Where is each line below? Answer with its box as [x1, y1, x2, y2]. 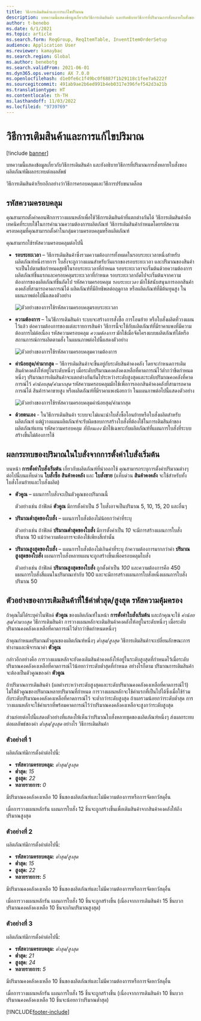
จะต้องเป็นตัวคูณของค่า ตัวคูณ [6, 669, 65, 676]
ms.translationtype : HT [6, 87, 66, 93]
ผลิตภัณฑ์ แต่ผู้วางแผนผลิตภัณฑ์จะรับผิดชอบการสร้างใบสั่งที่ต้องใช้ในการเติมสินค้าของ [14, 418, 181, 425]
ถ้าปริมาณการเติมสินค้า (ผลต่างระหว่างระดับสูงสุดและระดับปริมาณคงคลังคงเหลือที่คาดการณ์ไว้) [6, 681, 188, 688]
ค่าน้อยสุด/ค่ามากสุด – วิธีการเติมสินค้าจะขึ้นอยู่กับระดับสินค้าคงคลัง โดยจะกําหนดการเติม [14, 360, 186, 367]
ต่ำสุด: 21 [14, 952, 35, 959]
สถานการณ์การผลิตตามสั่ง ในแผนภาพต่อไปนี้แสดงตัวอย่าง [14, 336, 128, 343]
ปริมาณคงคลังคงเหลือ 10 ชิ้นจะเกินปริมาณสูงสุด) [6, 904, 101, 911]
